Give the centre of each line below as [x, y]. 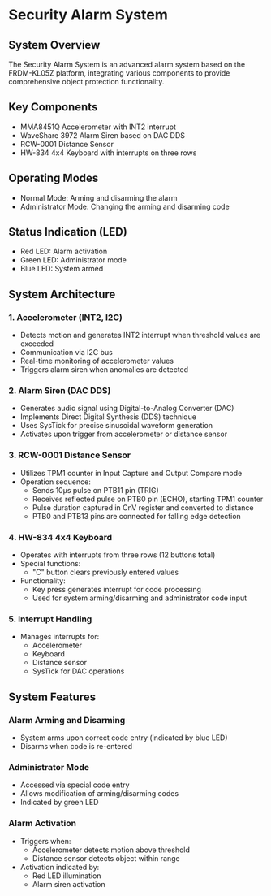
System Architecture [62, 294]
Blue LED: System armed [62, 269]
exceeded [37, 344]
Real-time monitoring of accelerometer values [97, 361]
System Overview [54, 45]
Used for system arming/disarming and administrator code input [140, 598]
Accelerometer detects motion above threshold [111, 850]
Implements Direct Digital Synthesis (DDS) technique [108, 417]
